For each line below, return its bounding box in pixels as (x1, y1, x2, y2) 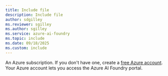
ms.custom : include (5, 45, 47, 50)
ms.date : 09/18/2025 (5, 41, 50, 46)
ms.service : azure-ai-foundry (5, 31, 70, 36)
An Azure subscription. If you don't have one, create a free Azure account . (5, 59, 163, 65)
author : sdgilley (5, 17, 43, 22)
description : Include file (5, 12, 63, 17)
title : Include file (5, 7, 50, 13)
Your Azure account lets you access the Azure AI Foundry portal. (5, 65, 143, 71)
